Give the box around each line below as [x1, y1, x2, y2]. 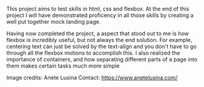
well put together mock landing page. [6, 18, 101, 25]
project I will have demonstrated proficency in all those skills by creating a [6, 12, 194, 19]
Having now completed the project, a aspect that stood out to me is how [6, 30, 189, 37]
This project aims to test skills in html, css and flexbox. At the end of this [6, 5, 189, 12]
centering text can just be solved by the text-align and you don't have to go [6, 43, 197, 50]
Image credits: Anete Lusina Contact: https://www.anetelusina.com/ [6, 74, 178, 81]
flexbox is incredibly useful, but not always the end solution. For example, [6, 37, 192, 43]
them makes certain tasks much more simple [6, 62, 120, 69]
